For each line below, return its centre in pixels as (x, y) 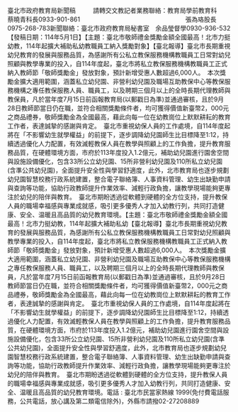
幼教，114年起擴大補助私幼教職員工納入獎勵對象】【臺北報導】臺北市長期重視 (119, 46)
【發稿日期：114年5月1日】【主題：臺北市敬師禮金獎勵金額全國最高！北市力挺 (119, 37)
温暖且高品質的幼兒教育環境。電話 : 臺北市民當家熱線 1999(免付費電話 (121, 392)
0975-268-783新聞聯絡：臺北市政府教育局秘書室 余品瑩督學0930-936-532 (119, 28)
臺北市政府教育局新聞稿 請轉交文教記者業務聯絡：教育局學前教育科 (112, 10)
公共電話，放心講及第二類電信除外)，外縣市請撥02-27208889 (109, 401)
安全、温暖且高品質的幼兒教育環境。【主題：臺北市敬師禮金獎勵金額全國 (124, 215)
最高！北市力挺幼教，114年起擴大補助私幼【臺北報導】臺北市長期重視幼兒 (114, 223)
